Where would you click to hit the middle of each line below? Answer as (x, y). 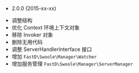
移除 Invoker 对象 (32, 35)
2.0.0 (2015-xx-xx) (34, 8)
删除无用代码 (27, 42)
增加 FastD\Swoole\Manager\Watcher (54, 56)
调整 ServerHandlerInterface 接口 (52, 49)
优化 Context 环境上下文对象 (46, 28)
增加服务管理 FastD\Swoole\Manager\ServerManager (72, 64)
